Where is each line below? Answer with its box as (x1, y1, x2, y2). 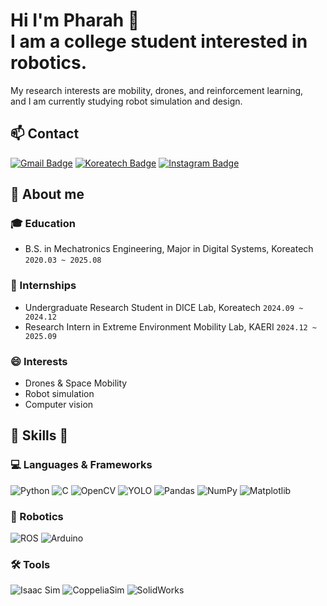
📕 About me (10, 186, 85, 203)
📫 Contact (10, 125, 80, 143)
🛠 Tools (10, 557, 51, 571)
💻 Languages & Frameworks (10, 458, 153, 472)
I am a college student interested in (10, 30, 308, 53)
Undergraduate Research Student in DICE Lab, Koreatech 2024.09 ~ (24, 301, 304, 313)
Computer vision (24, 399, 94, 411)
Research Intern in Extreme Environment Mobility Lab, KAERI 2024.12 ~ (24, 320, 318, 333)
